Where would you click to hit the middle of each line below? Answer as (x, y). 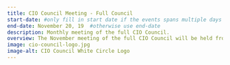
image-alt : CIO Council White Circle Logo (68, 51)
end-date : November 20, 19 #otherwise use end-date (84, 26)
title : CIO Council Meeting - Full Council (70, 13)
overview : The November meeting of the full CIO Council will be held (110, 39)
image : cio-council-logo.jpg (49, 45)
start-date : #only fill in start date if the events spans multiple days (115, 20)
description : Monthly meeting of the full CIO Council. (88, 32)
